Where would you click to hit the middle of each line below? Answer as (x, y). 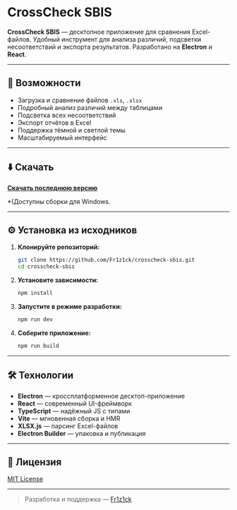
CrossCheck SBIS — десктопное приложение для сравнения (99, 32)
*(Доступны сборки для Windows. (59, 201)
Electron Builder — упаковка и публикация (81, 433)
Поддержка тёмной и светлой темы (71, 130)
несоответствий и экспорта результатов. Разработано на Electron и (110, 47)
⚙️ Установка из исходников (72, 230)
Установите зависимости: (58, 280)
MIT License (25, 479)
